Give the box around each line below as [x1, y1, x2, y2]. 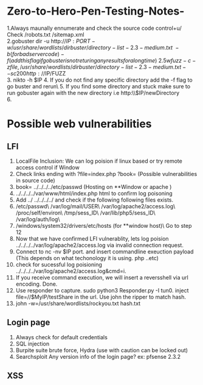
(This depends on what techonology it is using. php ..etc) [15, 254, 159, 261]
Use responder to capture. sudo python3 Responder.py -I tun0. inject [15, 286, 189, 294]
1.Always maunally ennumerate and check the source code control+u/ [7, 24, 182, 32]
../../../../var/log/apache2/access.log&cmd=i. [15, 267, 126, 275]
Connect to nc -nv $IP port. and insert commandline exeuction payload [15, 248, 194, 255]
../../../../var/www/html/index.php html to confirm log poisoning [15, 189, 173, 197]
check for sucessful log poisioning [15, 261, 102, 268]
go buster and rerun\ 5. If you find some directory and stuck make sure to [7, 82, 191, 90]
